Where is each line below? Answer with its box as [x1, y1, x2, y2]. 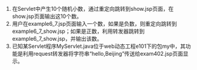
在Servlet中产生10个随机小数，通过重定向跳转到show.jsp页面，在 [11, 5, 174, 12]
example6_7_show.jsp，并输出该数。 [11, 35, 103, 42]
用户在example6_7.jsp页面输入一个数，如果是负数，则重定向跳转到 [11, 20, 177, 27]
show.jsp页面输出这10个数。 [11, 13, 82, 20]
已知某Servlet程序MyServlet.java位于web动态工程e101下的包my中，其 [11, 42, 186, 50]
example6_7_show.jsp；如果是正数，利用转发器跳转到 [11, 28, 145, 35]
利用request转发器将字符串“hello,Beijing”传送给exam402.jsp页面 [22, 50, 183, 57]
